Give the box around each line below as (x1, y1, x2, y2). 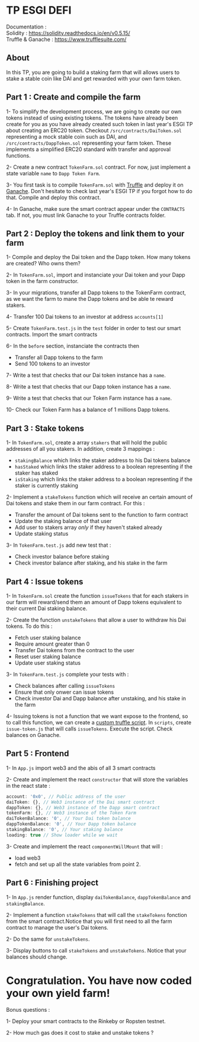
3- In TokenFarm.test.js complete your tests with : (6, 671, 129, 678)
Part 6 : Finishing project (6, 878, 99, 888)
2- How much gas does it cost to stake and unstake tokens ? (6, 1029, 154, 1036)
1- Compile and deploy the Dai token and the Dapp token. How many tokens (6, 254, 191, 261)
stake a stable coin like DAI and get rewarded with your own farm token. (6, 75, 182, 82)
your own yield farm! (6, 986, 111, 1000)
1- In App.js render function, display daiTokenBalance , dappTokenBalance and (6, 893, 191, 900)
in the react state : (6, 782, 50, 789)
